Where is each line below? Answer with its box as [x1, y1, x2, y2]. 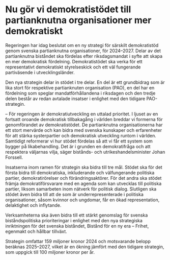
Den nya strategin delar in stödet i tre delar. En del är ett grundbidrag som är [5, 79, 165, 85]
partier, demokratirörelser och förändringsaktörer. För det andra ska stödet [5, 175, 162, 181]
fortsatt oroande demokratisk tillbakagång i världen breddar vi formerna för [5, 116, 163, 122]
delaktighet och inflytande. [5, 202, 62, 208]
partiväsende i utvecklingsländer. [5, 69, 75, 75]
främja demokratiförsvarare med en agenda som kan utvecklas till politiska [5, 180, 162, 186]
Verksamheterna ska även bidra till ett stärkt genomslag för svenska [5, 212, 148, 218]
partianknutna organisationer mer [5, 14, 152, 26]
